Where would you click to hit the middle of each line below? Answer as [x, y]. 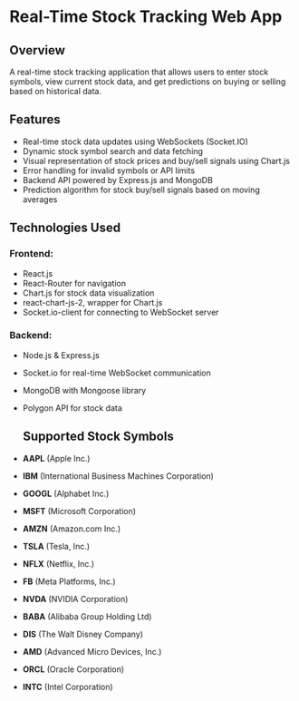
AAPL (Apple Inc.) [56, 458]
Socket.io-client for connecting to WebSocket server [121, 312]
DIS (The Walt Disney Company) [82, 634]
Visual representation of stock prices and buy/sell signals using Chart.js [156, 161]
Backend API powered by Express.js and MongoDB [117, 180]
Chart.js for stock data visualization [88, 293]
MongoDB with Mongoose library [84, 390]
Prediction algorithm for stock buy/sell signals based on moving [141, 190]
